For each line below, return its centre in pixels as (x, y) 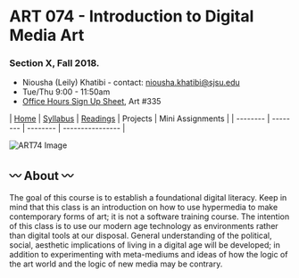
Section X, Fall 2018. (54, 63)
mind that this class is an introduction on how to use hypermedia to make (144, 208)
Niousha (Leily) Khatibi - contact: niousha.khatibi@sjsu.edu (131, 83)
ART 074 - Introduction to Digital (132, 16)
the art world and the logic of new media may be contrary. (116, 264)
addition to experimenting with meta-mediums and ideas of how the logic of (149, 255)
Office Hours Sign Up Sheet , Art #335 (91, 102)
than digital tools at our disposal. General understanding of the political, (141, 236)
